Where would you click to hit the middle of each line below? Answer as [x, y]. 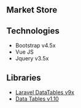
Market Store [32, 10]
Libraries [24, 78]
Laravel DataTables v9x [45, 92]
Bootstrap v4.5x [36, 46]
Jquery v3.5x [32, 59]
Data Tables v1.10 [37, 99]
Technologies [33, 31]
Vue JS [24, 52]
